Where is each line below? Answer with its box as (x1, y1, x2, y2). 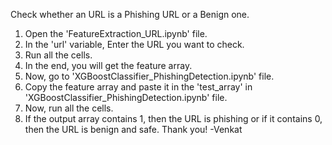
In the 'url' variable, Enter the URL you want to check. (24, 39, 245, 50)
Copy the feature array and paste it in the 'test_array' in (24, 81, 253, 93)
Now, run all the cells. (24, 102, 114, 114)
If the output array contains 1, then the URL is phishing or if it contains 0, (24, 113, 323, 124)
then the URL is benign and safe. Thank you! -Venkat (24, 124, 243, 135)
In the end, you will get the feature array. (24, 60, 193, 71)
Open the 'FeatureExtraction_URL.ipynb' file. (24, 28, 208, 39)
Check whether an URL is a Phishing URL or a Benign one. (10, 9, 250, 20)
